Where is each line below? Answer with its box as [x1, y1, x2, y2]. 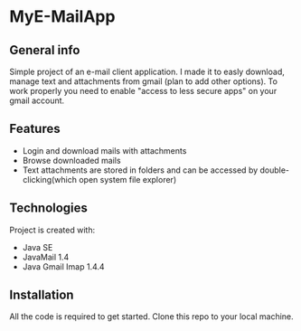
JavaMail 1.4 [22, 251, 70, 262]
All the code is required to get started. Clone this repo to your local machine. [9, 311, 294, 322]
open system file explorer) [78, 174, 177, 184]
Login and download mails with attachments [22, 145, 187, 156]
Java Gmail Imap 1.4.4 [22, 260, 106, 272]
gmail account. [9, 95, 65, 106]
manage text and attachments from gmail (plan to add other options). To [9, 76, 278, 87]
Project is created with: [9, 224, 96, 235]
